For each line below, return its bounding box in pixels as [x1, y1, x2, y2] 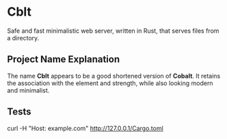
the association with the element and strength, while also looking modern [7, 79, 213, 87]
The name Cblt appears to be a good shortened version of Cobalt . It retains [7, 72, 221, 80]
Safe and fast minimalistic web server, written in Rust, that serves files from [7, 27, 219, 35]
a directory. [7, 33, 40, 42]
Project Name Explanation [7, 54, 120, 65]
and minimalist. [7, 86, 50, 94]
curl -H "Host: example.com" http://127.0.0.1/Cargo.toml [7, 124, 164, 132]
